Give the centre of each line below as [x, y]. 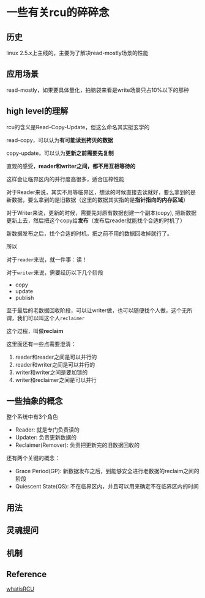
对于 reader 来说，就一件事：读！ [47, 259]
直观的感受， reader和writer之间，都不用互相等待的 [71, 166]
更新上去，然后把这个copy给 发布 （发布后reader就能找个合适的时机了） [96, 220]
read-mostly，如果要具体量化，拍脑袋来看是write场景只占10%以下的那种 [98, 90]
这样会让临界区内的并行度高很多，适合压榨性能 [65, 179]
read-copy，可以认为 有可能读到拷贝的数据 [60, 140]
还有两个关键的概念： [33, 458]
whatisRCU [20, 589]
